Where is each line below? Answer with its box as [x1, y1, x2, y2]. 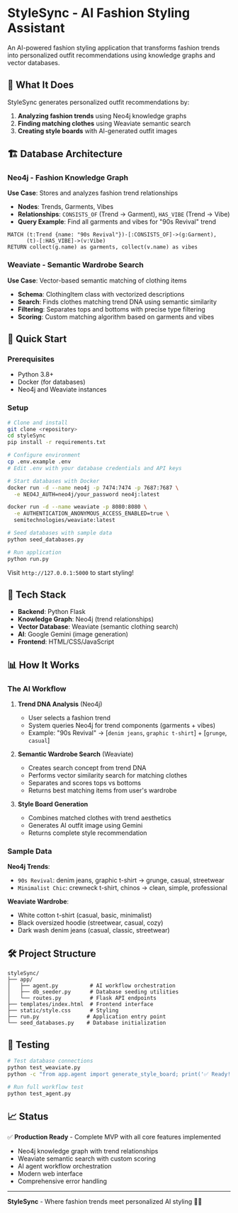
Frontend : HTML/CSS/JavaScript [17, 637, 115, 646]
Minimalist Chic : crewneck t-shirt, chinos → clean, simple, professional [17, 884, 228, 892]
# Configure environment [7, 452, 81, 459]
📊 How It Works [7, 659, 80, 671]
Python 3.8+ [17, 370, 55, 379]
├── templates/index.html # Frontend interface [7, 1001, 154, 1008]
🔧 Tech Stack [7, 588, 67, 600]
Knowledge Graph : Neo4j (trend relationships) [17, 615, 154, 624]
